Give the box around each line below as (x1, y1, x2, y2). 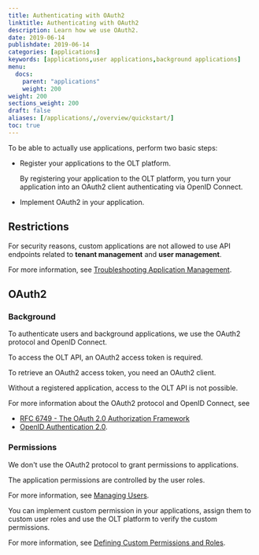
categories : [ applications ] (8, 48, 101, 56)
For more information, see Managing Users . (8, 490, 150, 500)
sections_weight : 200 (8, 99, 80, 107)
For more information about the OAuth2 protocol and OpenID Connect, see (8, 399, 250, 408)
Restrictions (8, 220, 69, 233)
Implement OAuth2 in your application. (19, 197, 145, 207)
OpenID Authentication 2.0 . (19, 423, 108, 432)
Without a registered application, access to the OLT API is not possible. (8, 383, 239, 393)
